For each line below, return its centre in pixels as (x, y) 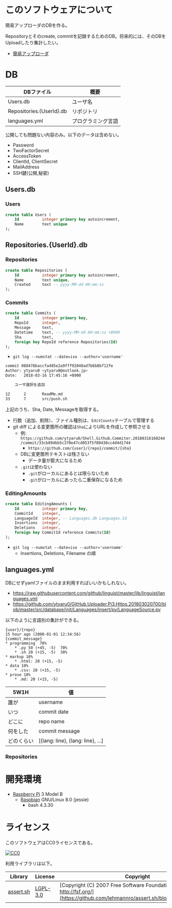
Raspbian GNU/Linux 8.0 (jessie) (55, 800)
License (45, 876)
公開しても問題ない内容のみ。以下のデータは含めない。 (63, 135)
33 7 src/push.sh (36, 399)
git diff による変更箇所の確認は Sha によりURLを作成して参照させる (82, 427)
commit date (54, 712)
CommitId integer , (37, 513)
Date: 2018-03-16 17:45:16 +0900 (43, 376)
